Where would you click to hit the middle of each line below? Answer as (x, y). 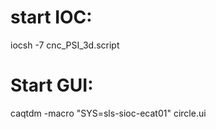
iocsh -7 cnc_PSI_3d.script (65, 45)
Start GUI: (52, 85)
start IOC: (51, 17)
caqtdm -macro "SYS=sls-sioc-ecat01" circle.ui (108, 113)
